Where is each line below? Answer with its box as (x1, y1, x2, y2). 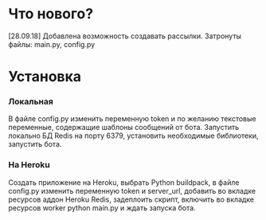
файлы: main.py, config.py (8, 39, 96, 49)
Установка (8, 68, 82, 86)
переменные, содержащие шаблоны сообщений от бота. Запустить (8, 123, 240, 132)
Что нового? (8, 5, 94, 23)
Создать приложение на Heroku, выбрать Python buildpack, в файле (8, 177, 240, 187)
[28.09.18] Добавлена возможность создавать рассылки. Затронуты (8, 31, 241, 41)
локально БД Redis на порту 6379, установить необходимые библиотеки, (8, 131, 259, 140)
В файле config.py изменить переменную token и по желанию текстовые (8, 114, 256, 124)
